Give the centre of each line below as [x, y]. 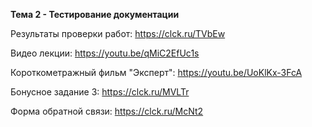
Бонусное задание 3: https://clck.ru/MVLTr [100, 92]
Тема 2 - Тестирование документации [95, 14]
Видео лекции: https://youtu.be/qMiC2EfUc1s [105, 53]
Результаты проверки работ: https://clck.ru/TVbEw [118, 33]
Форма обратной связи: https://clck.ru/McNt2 [107, 111]
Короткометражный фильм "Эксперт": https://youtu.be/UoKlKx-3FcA [156, 72]
